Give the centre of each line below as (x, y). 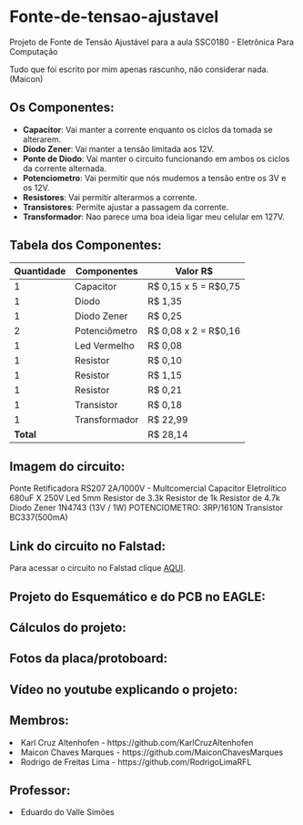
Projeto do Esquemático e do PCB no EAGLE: (137, 597)
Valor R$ (194, 270)
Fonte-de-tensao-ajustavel (114, 17)
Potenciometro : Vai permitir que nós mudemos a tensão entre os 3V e (154, 178)
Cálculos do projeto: (68, 627)
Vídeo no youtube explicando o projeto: (124, 689)
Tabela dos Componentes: (86, 245)
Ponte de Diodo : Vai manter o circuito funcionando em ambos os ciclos (156, 158)
